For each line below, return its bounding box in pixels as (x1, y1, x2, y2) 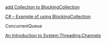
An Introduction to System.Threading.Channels (5, 33, 101, 38)
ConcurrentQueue (5, 23, 42, 29)
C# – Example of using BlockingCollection (5, 14, 91, 19)
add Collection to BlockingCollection (5, 4, 80, 10)
